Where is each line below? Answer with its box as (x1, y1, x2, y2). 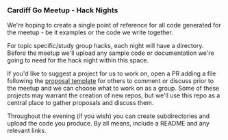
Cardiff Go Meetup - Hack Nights (7, 5, 118, 15)
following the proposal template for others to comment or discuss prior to (7, 77, 214, 85)
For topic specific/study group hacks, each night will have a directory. (7, 42, 204, 50)
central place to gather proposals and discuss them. (7, 99, 154, 107)
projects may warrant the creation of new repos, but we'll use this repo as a (7, 91, 220, 100)
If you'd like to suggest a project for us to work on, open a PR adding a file (7, 69, 216, 78)
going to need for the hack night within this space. (7, 56, 149, 65)
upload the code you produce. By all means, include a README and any (7, 119, 210, 128)
